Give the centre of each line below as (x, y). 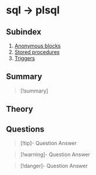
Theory (20, 109)
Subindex (24, 32)
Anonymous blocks (38, 46)
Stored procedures (37, 52)
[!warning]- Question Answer (55, 155)
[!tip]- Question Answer (49, 143)
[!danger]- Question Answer (54, 166)
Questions (25, 129)
